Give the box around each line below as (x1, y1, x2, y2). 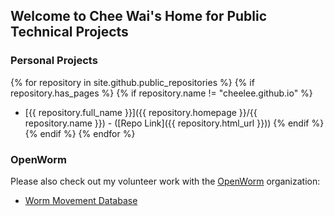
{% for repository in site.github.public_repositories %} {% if (10, 76, 255, 88)
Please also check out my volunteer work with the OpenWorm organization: (10, 175, 321, 187)
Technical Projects (10, 24, 129, 41)
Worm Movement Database (24, 194, 138, 206)
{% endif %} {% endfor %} (24, 127, 136, 139)
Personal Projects (10, 54, 98, 68)
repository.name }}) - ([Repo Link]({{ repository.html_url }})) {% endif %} (24, 117, 325, 129)
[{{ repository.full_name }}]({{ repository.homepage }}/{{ (24, 106, 258, 118)
